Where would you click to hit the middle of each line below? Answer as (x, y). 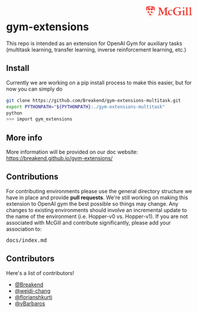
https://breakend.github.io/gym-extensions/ (59, 158)
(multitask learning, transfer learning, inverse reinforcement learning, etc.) (96, 49)
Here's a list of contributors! (40, 273)
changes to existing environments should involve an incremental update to (97, 210)
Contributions (32, 177)
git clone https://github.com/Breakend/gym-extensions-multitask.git (94, 100)
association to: (24, 229)
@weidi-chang (33, 290)
